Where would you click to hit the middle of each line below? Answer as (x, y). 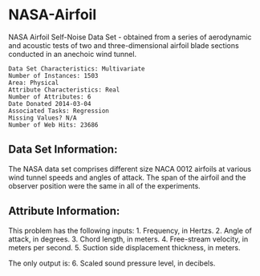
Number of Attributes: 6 (50, 97)
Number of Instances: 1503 (53, 75)
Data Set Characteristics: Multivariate (77, 69)
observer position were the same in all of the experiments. (104, 185)
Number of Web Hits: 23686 (53, 125)
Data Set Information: (63, 150)
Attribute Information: (64, 211)
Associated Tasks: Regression (59, 111)
